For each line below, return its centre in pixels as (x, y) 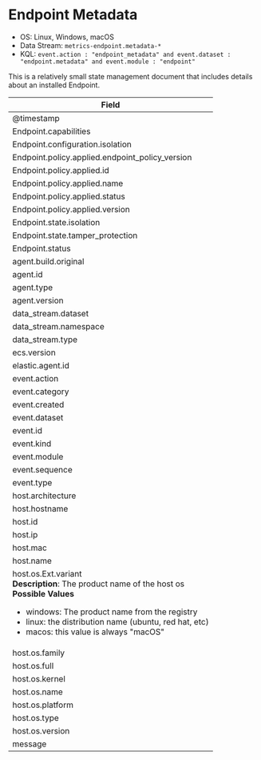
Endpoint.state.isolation (56, 222)
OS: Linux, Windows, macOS (67, 37)
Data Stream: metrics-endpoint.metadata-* (91, 45)
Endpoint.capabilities (51, 131)
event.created (38, 404)
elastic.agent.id (41, 365)
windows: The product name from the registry (112, 612)
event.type (32, 482)
